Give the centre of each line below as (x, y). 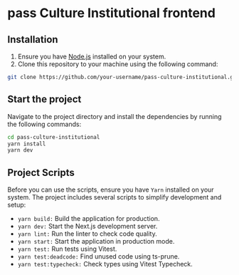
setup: (17, 205)
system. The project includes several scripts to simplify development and (115, 197)
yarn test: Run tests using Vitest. (67, 249)
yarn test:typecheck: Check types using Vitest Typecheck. (105, 264)
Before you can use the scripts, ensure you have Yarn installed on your (111, 190)
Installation (33, 40)
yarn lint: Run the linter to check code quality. (87, 234)
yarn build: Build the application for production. (89, 219)
